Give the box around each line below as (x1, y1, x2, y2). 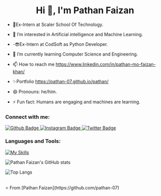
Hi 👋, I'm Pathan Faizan (36, 5, 134, 16)
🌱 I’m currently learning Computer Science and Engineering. (12, 51, 138, 57)
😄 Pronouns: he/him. (12, 89, 57, 95)
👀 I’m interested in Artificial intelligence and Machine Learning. (12, 31, 143, 37)
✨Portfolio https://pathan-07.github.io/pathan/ (12, 78, 109, 85)
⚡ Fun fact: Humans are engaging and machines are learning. (12, 99, 141, 105)
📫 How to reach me (12, 61, 55, 67)
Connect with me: (5, 113, 50, 120)
